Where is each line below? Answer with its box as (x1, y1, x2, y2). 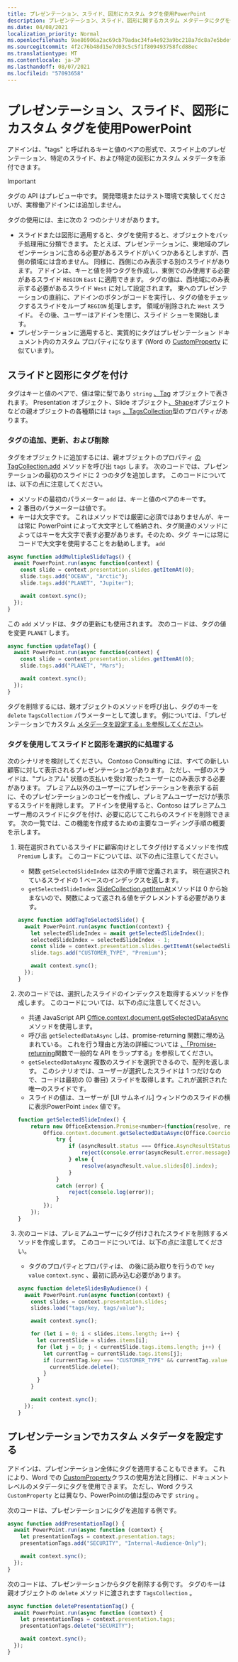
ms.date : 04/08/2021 (7, 23, 69, 31)
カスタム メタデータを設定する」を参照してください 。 (50, 719, 208, 728)
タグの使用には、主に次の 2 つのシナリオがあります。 (7, 216, 164, 224)
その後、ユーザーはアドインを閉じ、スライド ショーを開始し (38, 310, 214, 320)
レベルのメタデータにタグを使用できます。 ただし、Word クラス (7, 1482, 193, 1490)
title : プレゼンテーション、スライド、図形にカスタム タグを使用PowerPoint (7, 10, 207, 18)
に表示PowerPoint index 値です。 (28, 1102, 125, 1110)
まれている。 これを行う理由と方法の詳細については (28, 1040, 179, 1048)
